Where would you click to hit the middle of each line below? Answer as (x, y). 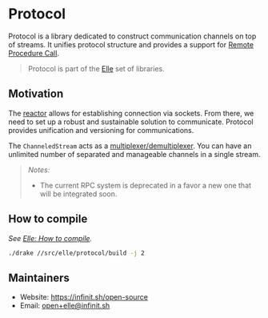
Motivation (36, 94)
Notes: (39, 170)
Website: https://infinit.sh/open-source (84, 297)
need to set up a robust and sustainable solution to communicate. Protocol (131, 122)
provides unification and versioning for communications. (101, 130)
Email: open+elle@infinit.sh (65, 306)
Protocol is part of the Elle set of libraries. (96, 68)
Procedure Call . (34, 53)
